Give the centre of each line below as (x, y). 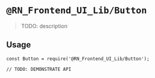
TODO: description (44, 26)
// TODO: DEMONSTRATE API (39, 69)
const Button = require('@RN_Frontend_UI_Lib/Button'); (78, 59)
